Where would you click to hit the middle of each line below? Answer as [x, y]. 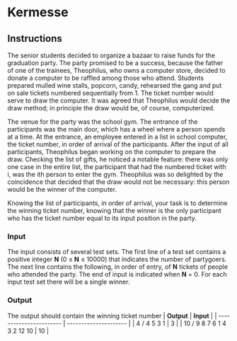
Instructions [35, 39]
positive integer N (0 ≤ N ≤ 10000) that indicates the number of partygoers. [117, 260]
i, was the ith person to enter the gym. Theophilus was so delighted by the [115, 174]
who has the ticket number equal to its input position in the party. [102, 218]
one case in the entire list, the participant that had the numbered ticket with [117, 167]
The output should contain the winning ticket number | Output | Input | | [112, 316]
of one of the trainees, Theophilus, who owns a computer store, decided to [116, 70]
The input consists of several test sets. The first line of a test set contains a [117, 252]
